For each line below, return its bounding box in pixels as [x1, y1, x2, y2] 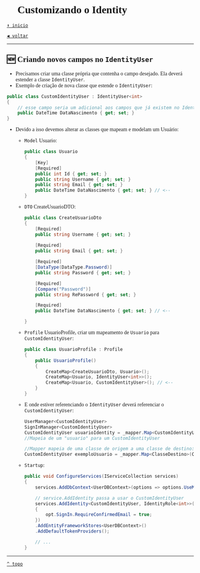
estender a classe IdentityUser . [15, 76, 85, 83]
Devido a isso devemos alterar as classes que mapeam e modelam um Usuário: [15, 126, 179, 133]
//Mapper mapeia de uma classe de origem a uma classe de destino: [24, 446, 195, 452]
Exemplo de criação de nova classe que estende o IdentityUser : [15, 82, 153, 89]
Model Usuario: [24, 137, 58, 144]
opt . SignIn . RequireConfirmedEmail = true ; [45, 512, 153, 518]
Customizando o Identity [17, 4, 128, 16]
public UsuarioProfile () [35, 358, 97, 364]
